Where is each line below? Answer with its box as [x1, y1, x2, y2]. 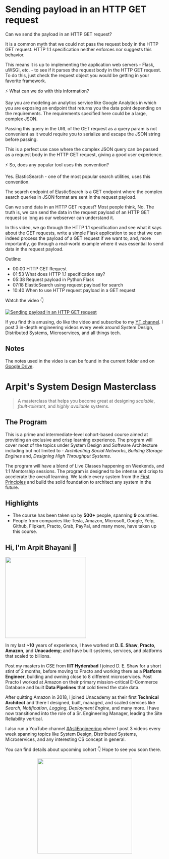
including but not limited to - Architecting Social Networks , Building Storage [5, 447, 163, 453]
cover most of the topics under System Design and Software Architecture [5, 442, 158, 448]
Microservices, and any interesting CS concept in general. [5, 736, 126, 742]
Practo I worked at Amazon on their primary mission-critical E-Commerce [5, 679, 158, 685]
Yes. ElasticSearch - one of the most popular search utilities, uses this [5, 173, 150, 180]
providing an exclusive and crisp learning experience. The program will [5, 437, 153, 443]
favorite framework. [5, 78, 46, 84]
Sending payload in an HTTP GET [5, 4, 147, 15]
